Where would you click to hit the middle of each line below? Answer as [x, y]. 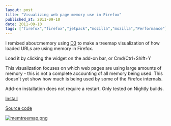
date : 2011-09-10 [24, 24]
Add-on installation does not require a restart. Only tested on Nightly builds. [85, 89]
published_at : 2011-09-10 [33, 19]
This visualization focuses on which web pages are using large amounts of [83, 68]
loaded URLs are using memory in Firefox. [49, 49]
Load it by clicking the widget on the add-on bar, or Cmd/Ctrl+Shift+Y [78, 58]
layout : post [19, 10]
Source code [19, 108]
